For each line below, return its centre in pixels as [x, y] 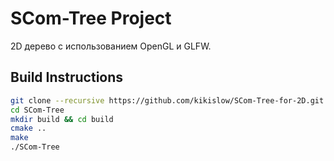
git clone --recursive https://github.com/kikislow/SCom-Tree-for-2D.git [167, 100]
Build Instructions [67, 77]
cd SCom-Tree [37, 110]
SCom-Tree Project [91, 18]
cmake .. [28, 128]
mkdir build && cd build [62, 119]
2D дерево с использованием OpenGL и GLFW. [111, 46]
